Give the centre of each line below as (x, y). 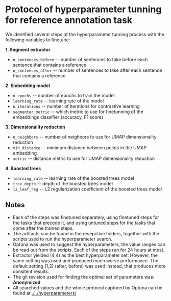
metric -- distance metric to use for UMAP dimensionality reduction (84, 158)
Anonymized (27, 282)
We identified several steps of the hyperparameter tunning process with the (85, 34)
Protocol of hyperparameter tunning (83, 9)
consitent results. (31, 271)
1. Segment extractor (28, 49)
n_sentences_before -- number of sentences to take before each (80, 59)
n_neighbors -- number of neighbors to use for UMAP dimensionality (84, 136)
